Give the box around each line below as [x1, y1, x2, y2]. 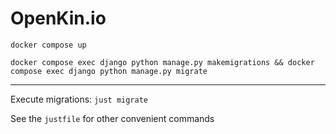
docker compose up [10, 40, 87, 50]
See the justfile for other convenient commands [10, 112, 215, 124]
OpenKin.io [10, 7, 107, 30]
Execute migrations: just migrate [10, 93, 148, 105]
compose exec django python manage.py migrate [10, 66, 208, 76]
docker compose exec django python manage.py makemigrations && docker [10, 57, 315, 67]
